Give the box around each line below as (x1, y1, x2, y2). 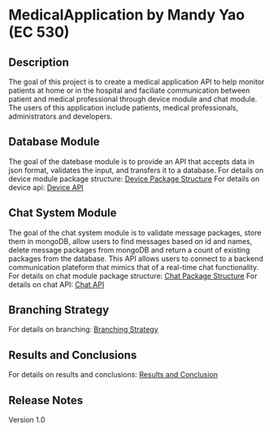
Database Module (8, 135, 100, 149)
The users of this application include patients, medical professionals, (8, 103, 239, 112)
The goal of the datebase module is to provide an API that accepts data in (8, 156, 254, 166)
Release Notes (8, 393, 84, 407)
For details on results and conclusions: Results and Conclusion (8, 370, 218, 380)
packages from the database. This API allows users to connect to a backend (8, 254, 264, 263)
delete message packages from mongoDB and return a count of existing (8, 245, 250, 255)
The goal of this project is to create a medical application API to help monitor (8, 77, 265, 86)
